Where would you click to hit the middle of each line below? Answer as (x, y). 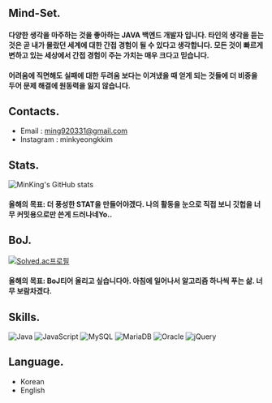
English (32, 390)
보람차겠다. (35, 291)
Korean (32, 381)
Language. (36, 362)
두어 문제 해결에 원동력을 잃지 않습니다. (70, 85)
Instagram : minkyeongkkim (67, 139)
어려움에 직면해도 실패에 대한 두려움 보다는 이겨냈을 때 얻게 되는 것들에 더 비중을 (133, 75)
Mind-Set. (35, 13)
